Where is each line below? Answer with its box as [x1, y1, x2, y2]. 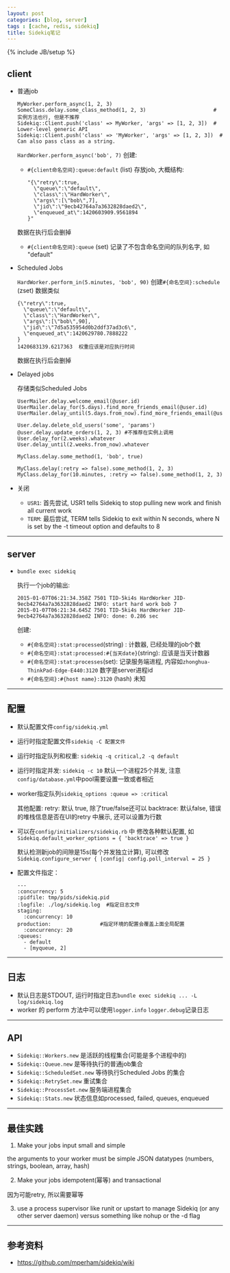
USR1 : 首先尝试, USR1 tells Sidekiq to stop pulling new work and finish [27, 499, 221, 507]
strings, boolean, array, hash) [7, 1162, 90, 1170]
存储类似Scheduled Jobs [16, 384, 88, 393]
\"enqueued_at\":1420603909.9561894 [33, 209, 138, 216]
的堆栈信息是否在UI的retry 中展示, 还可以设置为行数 [16, 813, 162, 821]
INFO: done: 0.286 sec [93, 612, 159, 620]
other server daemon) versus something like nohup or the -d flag [16, 1212, 201, 1220]
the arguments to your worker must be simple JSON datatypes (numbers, [7, 1154, 214, 1163]
